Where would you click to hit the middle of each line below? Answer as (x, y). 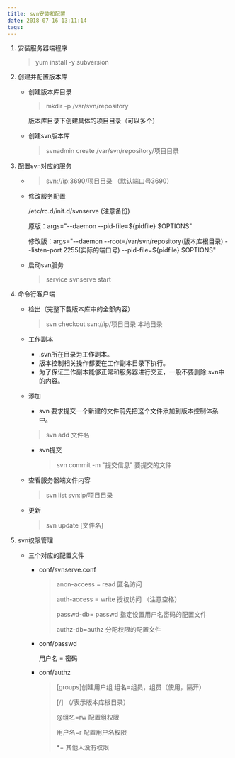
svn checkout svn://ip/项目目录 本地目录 (104, 324)
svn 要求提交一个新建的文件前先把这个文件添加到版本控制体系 (128, 411)
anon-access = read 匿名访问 (99, 584)
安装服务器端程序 (42, 48)
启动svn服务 (46, 265)
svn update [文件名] (75, 525)
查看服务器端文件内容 (59, 480)
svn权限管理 (35, 540)
